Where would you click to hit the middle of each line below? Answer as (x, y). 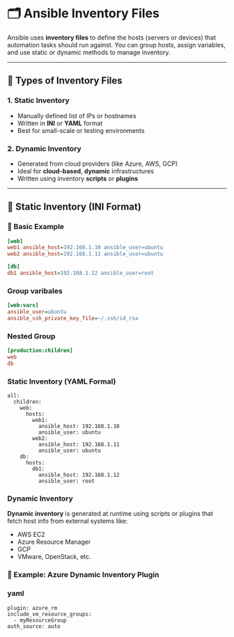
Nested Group (31, 336)
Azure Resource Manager (54, 542)
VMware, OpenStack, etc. (54, 557)
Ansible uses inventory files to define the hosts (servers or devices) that (112, 37)
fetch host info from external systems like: (68, 521)
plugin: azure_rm (32, 608)
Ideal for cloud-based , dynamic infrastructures (86, 171)
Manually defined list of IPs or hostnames (77, 116)
